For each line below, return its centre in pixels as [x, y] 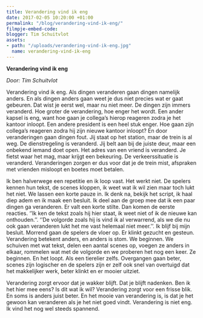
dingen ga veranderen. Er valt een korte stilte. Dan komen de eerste [91, 207]
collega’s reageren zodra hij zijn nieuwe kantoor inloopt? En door [87, 130]
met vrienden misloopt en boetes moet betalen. [65, 169]
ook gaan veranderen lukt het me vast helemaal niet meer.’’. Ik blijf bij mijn [98, 226]
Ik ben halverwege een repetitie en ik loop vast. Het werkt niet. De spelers [98, 181]
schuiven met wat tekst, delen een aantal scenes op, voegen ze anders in [98, 245]
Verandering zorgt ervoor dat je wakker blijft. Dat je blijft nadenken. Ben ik [98, 283]
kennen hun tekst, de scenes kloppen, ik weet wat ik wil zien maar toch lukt [101, 187]
